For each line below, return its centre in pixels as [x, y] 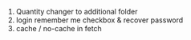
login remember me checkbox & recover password [100, 20]
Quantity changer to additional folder [77, 12]
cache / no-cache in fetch [59, 28]
